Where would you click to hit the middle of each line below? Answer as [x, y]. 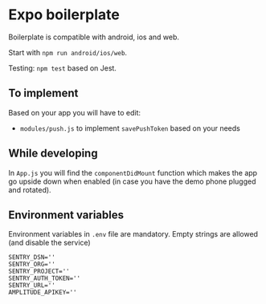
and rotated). [30, 189]
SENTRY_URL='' [32, 286]
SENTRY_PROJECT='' [39, 272]
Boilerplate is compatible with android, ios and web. [94, 37]
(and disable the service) [49, 243]
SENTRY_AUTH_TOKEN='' [45, 278]
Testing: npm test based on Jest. [62, 68]
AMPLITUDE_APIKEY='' [43, 293]
